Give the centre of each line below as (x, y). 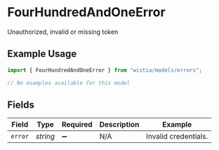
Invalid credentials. (177, 137)
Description (119, 125)
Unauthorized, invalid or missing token (63, 32)
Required (77, 125)
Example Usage (42, 54)
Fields (21, 105)
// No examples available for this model (69, 83)
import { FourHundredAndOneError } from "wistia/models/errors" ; (105, 70)
